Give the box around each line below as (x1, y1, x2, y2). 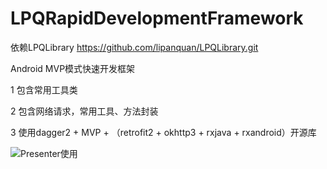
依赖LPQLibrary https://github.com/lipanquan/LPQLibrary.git (10, 41, 259, 53)
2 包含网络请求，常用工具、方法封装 (10, 105, 159, 117)
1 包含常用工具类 (10, 83, 78, 96)
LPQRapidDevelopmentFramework (10, 7, 304, 30)
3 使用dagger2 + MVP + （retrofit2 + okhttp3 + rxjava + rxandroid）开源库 (10, 126, 317, 138)
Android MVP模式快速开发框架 (10, 62, 136, 74)
